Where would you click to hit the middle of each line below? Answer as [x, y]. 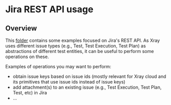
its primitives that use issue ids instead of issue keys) [69, 82]
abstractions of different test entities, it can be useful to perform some [80, 51]
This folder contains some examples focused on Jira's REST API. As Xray [83, 40]
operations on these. [27, 57]
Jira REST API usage [49, 9]
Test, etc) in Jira [30, 93]
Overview [21, 28]
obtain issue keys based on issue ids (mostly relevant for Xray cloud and [89, 76]
